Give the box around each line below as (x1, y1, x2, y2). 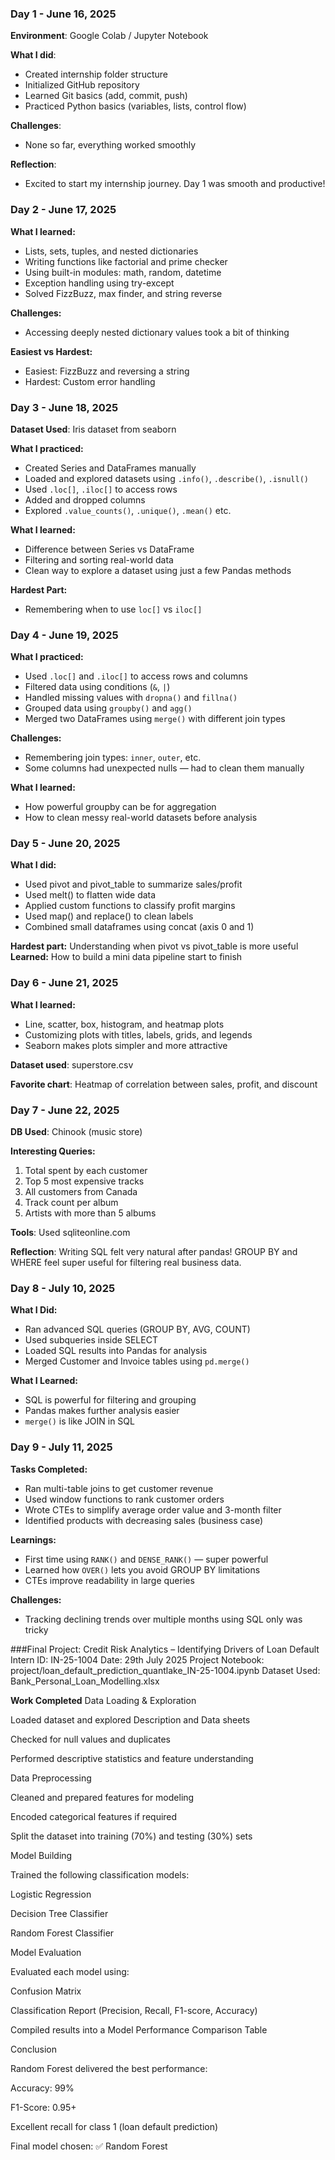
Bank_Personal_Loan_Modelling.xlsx (10, 1675, 160, 1687)
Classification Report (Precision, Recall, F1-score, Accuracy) (10, 2004, 258, 2016)
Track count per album (24, 1197, 119, 1209)
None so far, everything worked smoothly (24, 139, 197, 151)
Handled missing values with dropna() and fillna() (24, 692, 238, 704)
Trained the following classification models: (10, 1868, 190, 1881)
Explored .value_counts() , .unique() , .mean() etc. (24, 504, 232, 516)
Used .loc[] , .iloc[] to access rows (24, 483, 178, 495)
